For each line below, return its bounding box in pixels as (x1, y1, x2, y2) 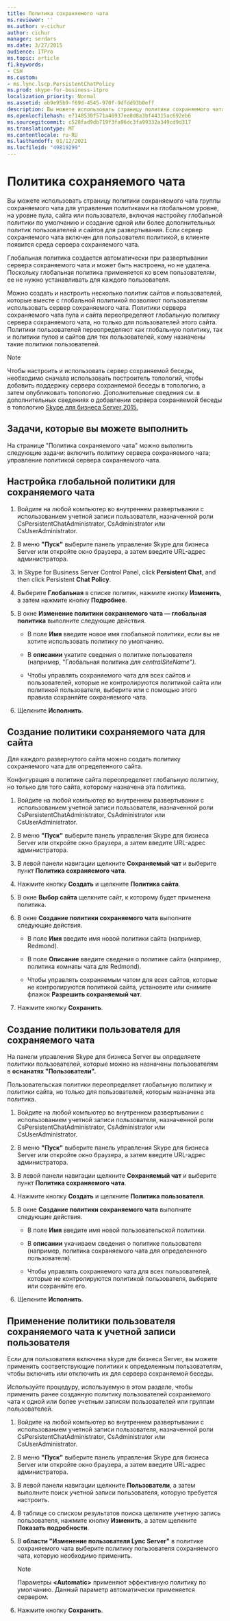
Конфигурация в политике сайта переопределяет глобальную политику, (7, 776, 219, 784)
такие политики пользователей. (7, 339, 101, 348)
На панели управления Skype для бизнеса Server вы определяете (7, 1053, 201, 1061)
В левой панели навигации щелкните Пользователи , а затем (16, 1482, 196, 1489)
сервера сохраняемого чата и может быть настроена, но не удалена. (7, 260, 212, 269)
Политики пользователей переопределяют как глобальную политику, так (7, 325, 223, 333)
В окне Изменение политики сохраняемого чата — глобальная (16, 609, 207, 617)
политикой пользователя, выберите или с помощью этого (27, 685, 197, 694)
